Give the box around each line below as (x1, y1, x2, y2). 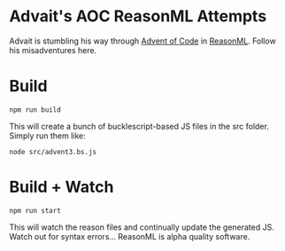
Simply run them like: (9, 130, 86, 141)
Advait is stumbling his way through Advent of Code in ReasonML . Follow (9, 35, 276, 46)
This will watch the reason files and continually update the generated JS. (9, 222, 274, 232)
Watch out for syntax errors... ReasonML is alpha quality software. (9, 231, 250, 241)
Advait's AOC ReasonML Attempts (9, 6, 267, 27)
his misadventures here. (9, 44, 97, 55)
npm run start (9, 206, 62, 215)
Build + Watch (9, 177, 114, 197)
